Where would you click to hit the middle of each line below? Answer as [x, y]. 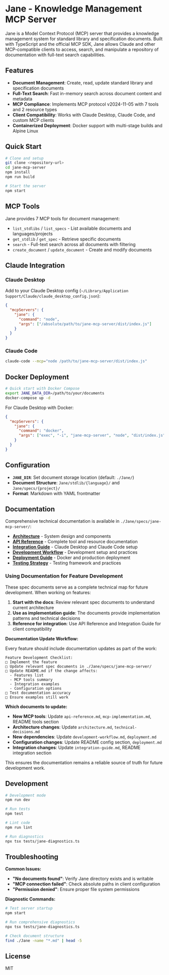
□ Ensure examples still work [37, 697]
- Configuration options [36, 688]
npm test [14, 814]
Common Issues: [23, 869]
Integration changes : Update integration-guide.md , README [76, 747]
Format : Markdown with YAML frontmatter [56, 493]
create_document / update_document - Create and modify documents [82, 250]
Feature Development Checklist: [39, 658]
